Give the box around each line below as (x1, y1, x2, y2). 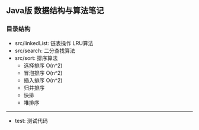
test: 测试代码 (14, 117, 49, 124)
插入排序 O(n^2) (23, 77, 63, 84)
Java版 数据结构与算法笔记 (6, 5, 104, 16)
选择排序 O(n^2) (23, 62, 63, 69)
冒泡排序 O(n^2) (23, 69, 63, 76)
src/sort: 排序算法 (14, 54, 58, 61)
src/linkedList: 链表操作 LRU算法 (14, 39, 94, 46)
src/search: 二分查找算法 (14, 47, 76, 54)
